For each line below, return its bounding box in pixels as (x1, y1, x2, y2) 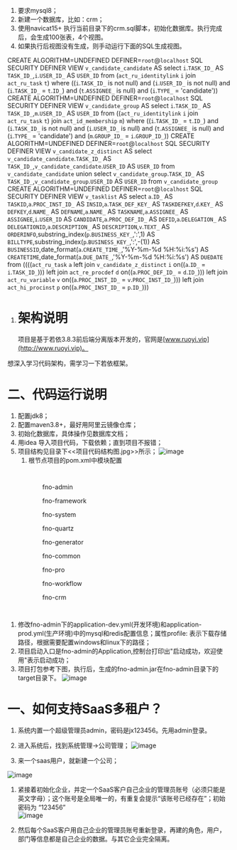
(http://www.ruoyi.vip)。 (17, 344, 89, 352)
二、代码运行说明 (7, 387, 108, 403)
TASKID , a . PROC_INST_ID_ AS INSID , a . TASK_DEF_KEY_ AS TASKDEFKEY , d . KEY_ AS (7, 200, 224, 208)
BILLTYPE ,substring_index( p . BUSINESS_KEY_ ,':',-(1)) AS (7, 238, 160, 246)
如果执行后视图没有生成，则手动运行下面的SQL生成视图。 (17, 42, 186, 50)
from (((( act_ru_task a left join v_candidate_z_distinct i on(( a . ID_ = (7, 261, 206, 268)
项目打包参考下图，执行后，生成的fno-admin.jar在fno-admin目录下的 (17, 664, 219, 673)
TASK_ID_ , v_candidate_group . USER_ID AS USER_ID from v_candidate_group (7, 177, 219, 185)
